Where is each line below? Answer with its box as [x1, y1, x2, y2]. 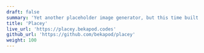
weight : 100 [6, 37, 37, 43]
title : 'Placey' [6, 20, 48, 26]
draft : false [6, 9, 40, 15]
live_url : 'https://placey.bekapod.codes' [6, 26, 116, 32]
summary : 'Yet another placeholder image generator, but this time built [6, 15, 199, 21]
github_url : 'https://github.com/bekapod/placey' [6, 32, 136, 38]
